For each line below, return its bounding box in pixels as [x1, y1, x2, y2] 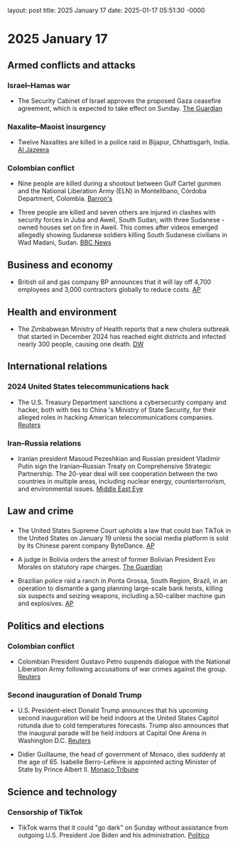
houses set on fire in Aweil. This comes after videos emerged [39, 223, 219, 232]
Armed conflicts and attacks [7, 59, 136, 71]
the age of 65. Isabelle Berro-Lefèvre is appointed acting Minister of [17, 758, 217, 766]
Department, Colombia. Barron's [17, 195, 113, 203]
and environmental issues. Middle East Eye [17, 484, 144, 493]
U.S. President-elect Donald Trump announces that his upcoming [17, 706, 208, 715]
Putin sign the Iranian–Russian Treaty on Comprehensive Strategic [17, 462, 212, 471]
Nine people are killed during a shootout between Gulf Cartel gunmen [17, 179, 222, 188]
